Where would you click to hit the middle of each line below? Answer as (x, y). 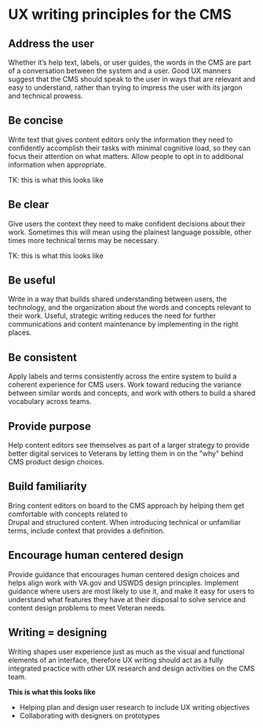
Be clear (29, 205)
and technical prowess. (46, 96)
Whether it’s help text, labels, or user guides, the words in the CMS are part (130, 62)
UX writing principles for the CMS (120, 15)
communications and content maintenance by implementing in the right (123, 324)
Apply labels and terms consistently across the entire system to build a (122, 376)
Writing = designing (58, 632)
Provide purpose (50, 426)
